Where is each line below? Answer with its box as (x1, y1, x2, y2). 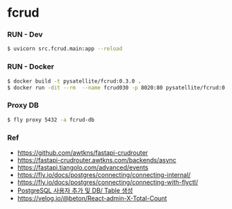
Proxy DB (7, 101, 40, 110)
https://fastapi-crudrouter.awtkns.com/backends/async (17, 156, 177, 164)
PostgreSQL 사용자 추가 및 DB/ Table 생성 (17, 186, 133, 194)
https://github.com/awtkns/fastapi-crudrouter (17, 148, 148, 157)
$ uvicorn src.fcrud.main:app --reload (7, 45, 123, 53)
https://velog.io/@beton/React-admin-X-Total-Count (17, 194, 167, 202)
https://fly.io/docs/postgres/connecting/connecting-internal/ (17, 170, 191, 178)
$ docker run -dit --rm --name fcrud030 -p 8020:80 (7, 84, 163, 91)
